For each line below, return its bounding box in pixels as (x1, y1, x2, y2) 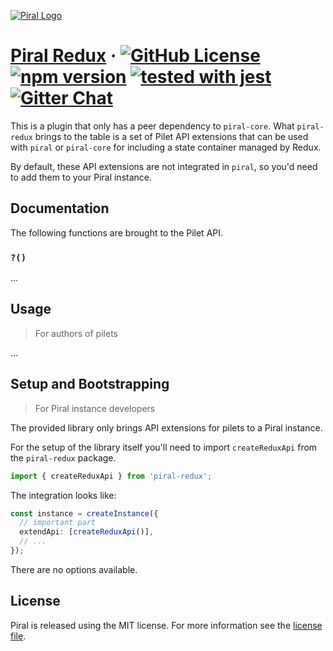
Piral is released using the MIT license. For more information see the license (10, 619, 323, 631)
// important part (19, 518, 97, 528)
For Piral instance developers (34, 402, 156, 414)
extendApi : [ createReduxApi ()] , (19, 527, 155, 537)
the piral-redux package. (10, 451, 117, 464)
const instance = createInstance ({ (10, 508, 159, 519)
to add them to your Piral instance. (10, 171, 153, 183)
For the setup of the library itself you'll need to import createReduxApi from (10, 441, 318, 453)
